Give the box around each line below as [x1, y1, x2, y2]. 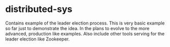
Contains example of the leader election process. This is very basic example [5, 20, 165, 26]
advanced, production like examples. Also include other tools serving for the [5, 30, 165, 36]
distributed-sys [5, 3, 73, 15]
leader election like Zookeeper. [5, 36, 70, 42]
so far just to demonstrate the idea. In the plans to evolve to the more [5, 25, 150, 31]
